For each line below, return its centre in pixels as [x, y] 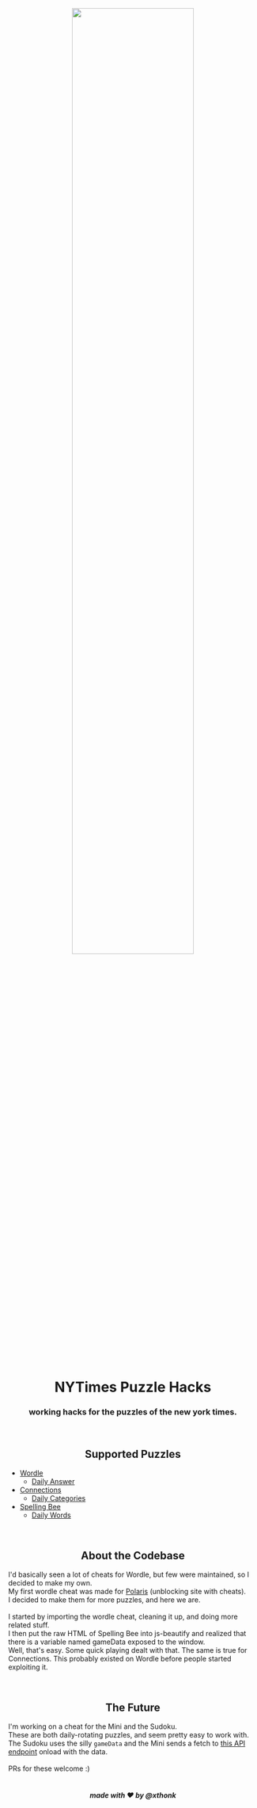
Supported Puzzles [133, 1454]
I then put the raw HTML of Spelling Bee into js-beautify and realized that [127, 1634]
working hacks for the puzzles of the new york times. [133, 1412]
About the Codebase [133, 1555]
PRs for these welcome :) [49, 1768]
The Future [133, 1707]
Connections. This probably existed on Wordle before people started [120, 1659]
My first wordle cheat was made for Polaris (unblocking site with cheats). [127, 1592]
